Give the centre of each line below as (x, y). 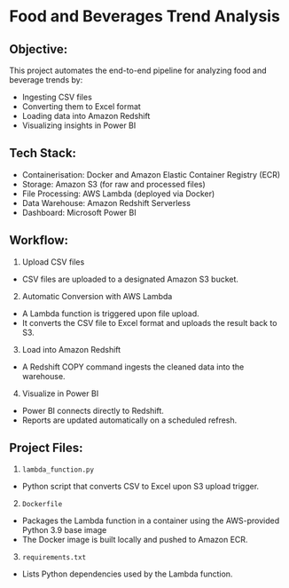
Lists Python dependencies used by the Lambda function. (127, 574)
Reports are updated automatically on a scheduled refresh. (129, 420)
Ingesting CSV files (57, 97)
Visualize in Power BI (60, 393)
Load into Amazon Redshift (71, 349)
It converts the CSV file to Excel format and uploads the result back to (149, 322)
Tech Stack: (43, 153)
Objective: (39, 49)
